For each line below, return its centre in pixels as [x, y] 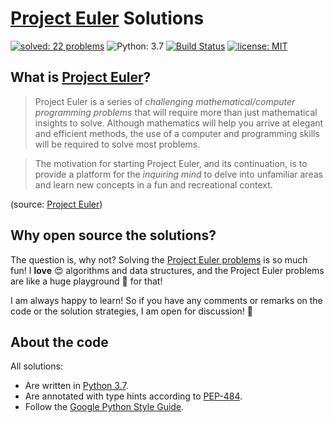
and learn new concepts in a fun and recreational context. [153, 184]
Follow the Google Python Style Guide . [104, 407]
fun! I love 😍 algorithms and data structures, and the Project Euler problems [167, 270]
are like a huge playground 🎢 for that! [86, 281]
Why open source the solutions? [113, 235]
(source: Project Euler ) [56, 204]
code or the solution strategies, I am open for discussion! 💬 [131, 311]
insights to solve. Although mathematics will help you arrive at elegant [179, 123]
